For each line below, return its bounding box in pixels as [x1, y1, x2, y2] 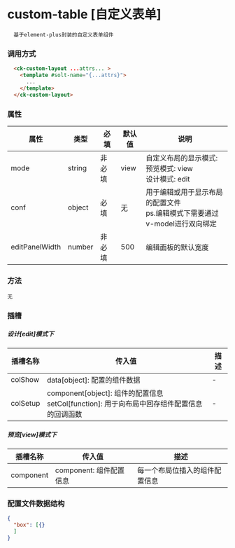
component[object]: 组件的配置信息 [46, 388, 164, 398]
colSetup [10, 399, 41, 409]
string [67, 163, 87, 172]
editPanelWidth [10, 242, 62, 252]
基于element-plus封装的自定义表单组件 [13, 31, 114, 39]
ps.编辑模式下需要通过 [145, 208, 219, 218]
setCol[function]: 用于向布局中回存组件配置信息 [46, 399, 203, 409]
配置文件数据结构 [7, 498, 65, 508]
